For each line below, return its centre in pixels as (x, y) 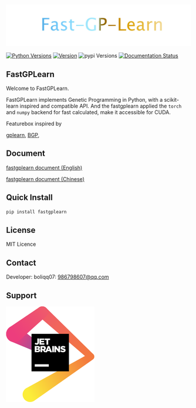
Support (21, 295)
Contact (21, 262)
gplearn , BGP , (23, 135)
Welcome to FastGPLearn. (38, 88)
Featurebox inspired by (34, 124)
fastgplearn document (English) (44, 168)
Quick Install (29, 198)
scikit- (172, 100)
